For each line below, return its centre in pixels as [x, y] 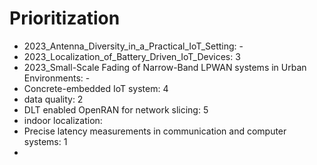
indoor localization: [63, 120]
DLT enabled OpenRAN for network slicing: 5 [116, 109]
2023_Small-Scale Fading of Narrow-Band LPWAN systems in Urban [165, 67]
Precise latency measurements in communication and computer [155, 131]
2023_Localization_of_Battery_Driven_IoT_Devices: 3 [132, 56]
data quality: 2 [53, 99]
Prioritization [65, 18]
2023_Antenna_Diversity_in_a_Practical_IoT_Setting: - [133, 46]
